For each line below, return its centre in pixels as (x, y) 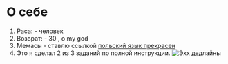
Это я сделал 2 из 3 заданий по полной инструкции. (93, 53)
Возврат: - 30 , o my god (52, 38)
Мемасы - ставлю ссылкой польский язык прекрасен (96, 45)
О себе (27, 12)
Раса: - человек (40, 31)
